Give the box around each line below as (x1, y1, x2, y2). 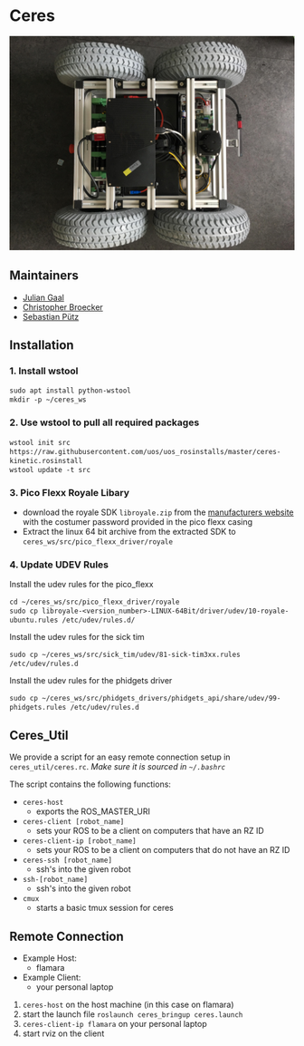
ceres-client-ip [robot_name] (22, 837, 138, 846)
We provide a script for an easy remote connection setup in (9, 751, 231, 762)
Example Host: (22, 953, 77, 964)
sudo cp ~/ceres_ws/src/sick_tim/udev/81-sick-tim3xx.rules (9, 650, 242, 660)
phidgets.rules (9, 703, 67, 712)
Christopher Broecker (22, 301, 104, 313)
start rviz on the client (22, 1028, 105, 1039)
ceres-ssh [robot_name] (22, 856, 113, 866)
